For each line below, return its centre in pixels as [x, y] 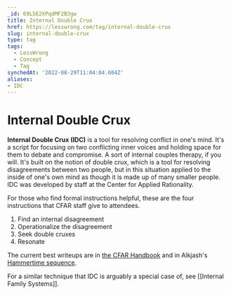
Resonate [31, 242]
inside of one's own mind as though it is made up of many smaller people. [114, 177]
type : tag [22, 40]
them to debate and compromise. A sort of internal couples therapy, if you [114, 155]
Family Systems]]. [33, 284]
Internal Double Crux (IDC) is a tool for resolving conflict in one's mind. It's [116, 140]
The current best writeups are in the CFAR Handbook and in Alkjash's [107, 255]
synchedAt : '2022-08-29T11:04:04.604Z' [66, 72]
